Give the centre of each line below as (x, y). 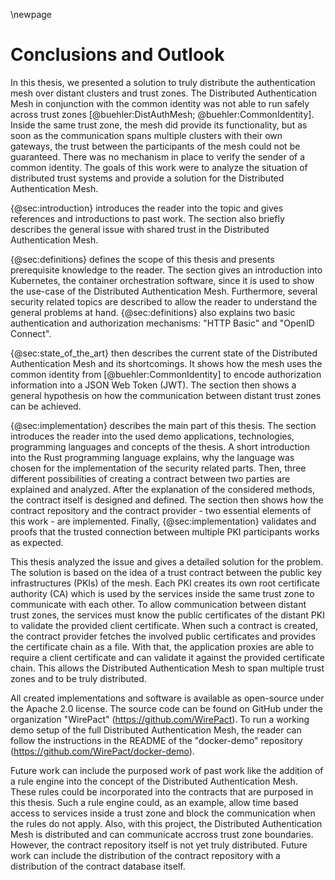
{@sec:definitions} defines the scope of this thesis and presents (142, 259)
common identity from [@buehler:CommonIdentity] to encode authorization (166, 374)
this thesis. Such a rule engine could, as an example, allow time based (154, 802)
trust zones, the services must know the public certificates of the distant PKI (167, 615)
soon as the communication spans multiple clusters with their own (146, 135)
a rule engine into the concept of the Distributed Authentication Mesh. (154, 781)
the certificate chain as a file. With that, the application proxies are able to (162, 646)
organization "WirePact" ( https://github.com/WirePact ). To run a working (160, 719)
